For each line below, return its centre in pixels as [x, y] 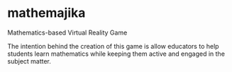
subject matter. [29, 61]
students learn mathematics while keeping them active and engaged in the [116, 54]
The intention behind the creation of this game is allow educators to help [113, 46]
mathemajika [46, 13]
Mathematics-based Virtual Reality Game [67, 32]
